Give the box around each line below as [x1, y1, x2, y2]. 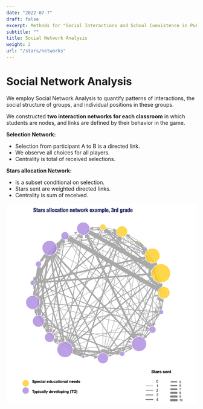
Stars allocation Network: [6, 166, 72, 174]
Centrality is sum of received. [14, 191, 89, 198]
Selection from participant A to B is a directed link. [14, 142, 140, 150]
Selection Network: [6, 130, 56, 138]
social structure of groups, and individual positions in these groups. [6, 101, 174, 108]
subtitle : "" [6, 29, 39, 35]
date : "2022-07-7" [6, 10, 53, 16]
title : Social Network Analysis [6, 35, 88, 42]
